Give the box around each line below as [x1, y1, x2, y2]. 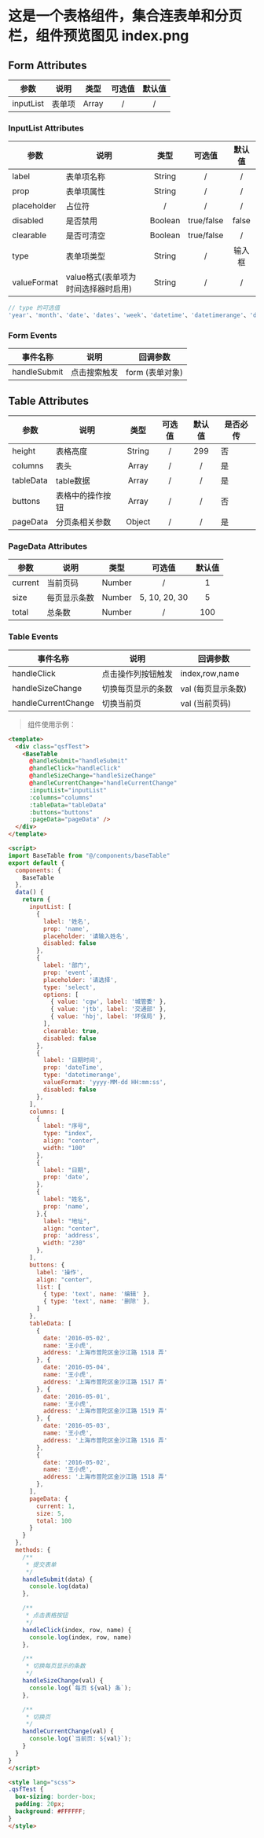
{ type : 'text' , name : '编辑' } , [42, 1290, 151, 1298]
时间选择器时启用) [65, 284, 132, 295]
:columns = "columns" [28, 793, 93, 802]
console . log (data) [28, 1583, 90, 1590]
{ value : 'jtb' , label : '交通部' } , [49, 1005, 167, 1013]
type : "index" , [42, 1130, 93, 1138]
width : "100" [42, 1144, 86, 1152]
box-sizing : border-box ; [15, 1793, 97, 1801]
